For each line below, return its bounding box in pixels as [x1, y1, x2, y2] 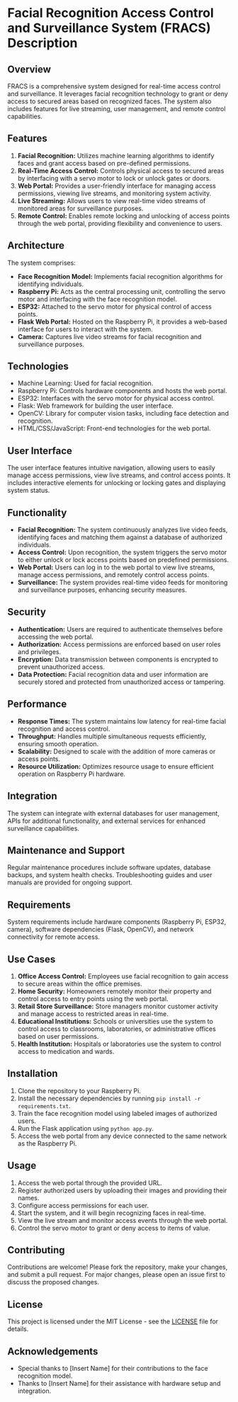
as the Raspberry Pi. [17, 1139, 77, 1148]
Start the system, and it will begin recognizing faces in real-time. [17, 1209, 206, 1217]
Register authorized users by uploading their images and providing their [17, 1186, 227, 1195]
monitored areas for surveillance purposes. [17, 204, 144, 212]
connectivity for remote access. [7, 933, 101, 941]
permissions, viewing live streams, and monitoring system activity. [17, 189, 212, 198]
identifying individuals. [17, 280, 84, 288]
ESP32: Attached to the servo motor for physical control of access [17, 302, 212, 311]
